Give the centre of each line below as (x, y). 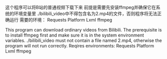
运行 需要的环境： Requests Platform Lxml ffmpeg (61, 20)
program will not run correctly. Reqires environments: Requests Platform (80, 46)
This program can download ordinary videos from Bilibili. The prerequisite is (83, 30)
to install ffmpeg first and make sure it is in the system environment (75, 35)
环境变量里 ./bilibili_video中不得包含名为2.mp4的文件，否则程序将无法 (86, 13)
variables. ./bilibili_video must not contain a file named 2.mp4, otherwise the (83, 40)
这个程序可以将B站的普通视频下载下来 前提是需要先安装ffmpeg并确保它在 (81, 7)
